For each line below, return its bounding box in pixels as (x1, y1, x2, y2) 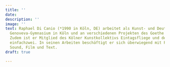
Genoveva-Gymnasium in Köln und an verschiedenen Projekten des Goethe (10, 31, 164, 36)
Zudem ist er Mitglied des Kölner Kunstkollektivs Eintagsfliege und (10, 36, 159, 41)
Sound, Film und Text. (10, 45, 58, 50)
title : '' (5, 7, 26, 13)
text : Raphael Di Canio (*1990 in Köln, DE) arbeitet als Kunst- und (5, 26, 155, 31)
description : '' (5, 17, 39, 22)
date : (5, 12, 17, 17)
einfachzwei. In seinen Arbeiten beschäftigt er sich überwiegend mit (10, 40, 162, 45)
